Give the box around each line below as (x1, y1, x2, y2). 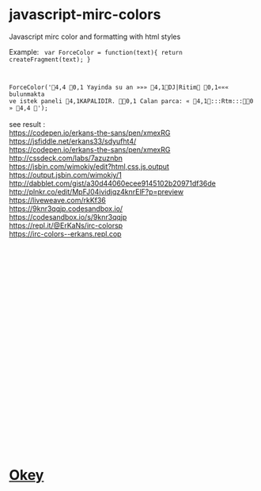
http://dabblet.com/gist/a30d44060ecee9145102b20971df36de (9, 178, 216, 188)
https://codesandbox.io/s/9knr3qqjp (9, 212, 127, 221)
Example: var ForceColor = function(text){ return (9, 47, 183, 56)
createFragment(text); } (9, 56, 91, 63)
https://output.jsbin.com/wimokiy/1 (9, 170, 122, 179)
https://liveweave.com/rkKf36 (9, 195, 106, 205)
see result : (9, 119, 46, 129)
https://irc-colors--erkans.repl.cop (9, 228, 122, 239)
